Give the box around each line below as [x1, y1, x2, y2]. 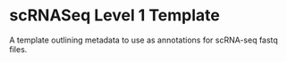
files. [9, 43, 28, 54]
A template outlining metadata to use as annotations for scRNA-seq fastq [9, 35, 279, 45]
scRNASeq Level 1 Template [9, 5, 221, 26]
